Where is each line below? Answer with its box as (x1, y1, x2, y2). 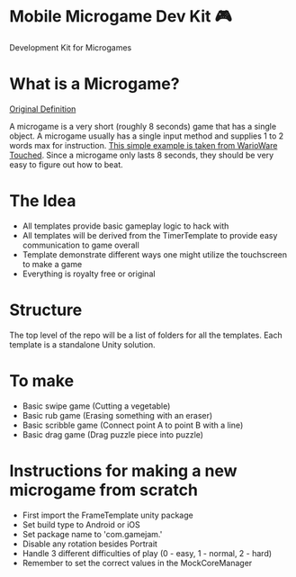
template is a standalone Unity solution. (9, 338, 156, 350)
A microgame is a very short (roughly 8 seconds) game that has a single (9, 121, 277, 131)
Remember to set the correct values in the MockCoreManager (22, 557, 253, 568)
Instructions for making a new (9, 460, 238, 481)
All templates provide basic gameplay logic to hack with (22, 221, 229, 231)
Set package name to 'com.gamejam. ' (22, 528, 163, 539)
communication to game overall (22, 239, 139, 250)
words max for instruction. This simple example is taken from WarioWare (9, 140, 278, 150)
